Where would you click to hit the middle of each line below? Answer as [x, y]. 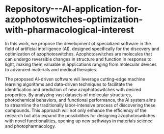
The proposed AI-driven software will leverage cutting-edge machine [75, 79]
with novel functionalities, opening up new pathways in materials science [79, 121]
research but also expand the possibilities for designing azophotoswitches [80, 115]
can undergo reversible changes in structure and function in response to [78, 59]
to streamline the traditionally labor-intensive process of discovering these [80, 105]
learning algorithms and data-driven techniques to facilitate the [69, 84]
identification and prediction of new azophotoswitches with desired [73, 89]
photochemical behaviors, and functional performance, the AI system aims [81, 100]
